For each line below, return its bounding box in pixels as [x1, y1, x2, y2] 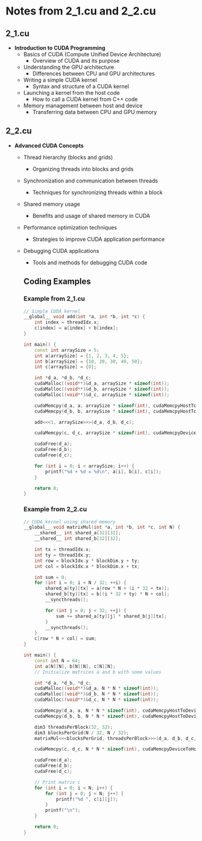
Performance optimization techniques [23, 223, 117, 231]
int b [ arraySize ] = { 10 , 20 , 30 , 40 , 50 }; [34, 358, 143, 365]
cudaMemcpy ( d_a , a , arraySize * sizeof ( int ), [34, 403, 151, 409]
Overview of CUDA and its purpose [32, 57, 120, 64]
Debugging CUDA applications [23, 247, 99, 254]
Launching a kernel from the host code [23, 89, 120, 96]
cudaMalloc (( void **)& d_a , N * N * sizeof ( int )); [34, 685, 159, 692]
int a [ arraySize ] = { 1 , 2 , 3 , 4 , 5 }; [34, 353, 130, 359]
